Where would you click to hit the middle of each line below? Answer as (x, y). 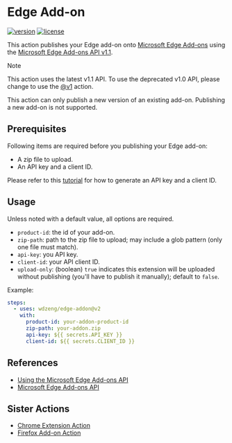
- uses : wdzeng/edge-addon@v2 (57, 309)
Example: (20, 290)
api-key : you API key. (48, 254)
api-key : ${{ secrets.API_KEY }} (74, 335)
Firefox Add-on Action (49, 433)
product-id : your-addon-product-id (77, 322)
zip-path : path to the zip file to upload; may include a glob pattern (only (119, 240)
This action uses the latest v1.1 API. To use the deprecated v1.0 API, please (114, 79)
